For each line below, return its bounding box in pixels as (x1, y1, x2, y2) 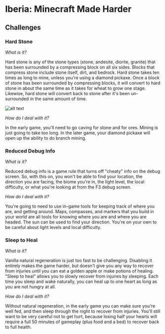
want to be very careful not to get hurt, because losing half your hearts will (5, 314, 157, 320)
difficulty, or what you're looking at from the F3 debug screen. (5, 184, 132, 190)
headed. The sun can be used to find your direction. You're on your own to (5, 219, 157, 225)
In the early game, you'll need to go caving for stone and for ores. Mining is (5, 124, 158, 130)
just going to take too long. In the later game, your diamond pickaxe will (5, 130, 151, 136)
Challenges (5, 23, 41, 32)
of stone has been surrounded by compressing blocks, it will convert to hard (5, 80, 161, 86)
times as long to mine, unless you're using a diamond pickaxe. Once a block (5, 74, 160, 80)
